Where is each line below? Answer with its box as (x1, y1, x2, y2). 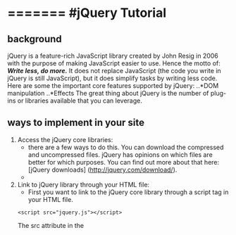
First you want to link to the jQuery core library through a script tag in (27, 188, 229, 196)
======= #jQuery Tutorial (7, 5, 167, 21)
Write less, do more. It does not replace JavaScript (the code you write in (7, 67, 222, 75)
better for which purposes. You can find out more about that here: (27, 158, 220, 166)
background (7, 33, 62, 45)
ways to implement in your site (7, 117, 144, 129)
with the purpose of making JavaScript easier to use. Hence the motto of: (7, 59, 221, 68)
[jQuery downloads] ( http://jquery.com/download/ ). (27, 165, 178, 174)
